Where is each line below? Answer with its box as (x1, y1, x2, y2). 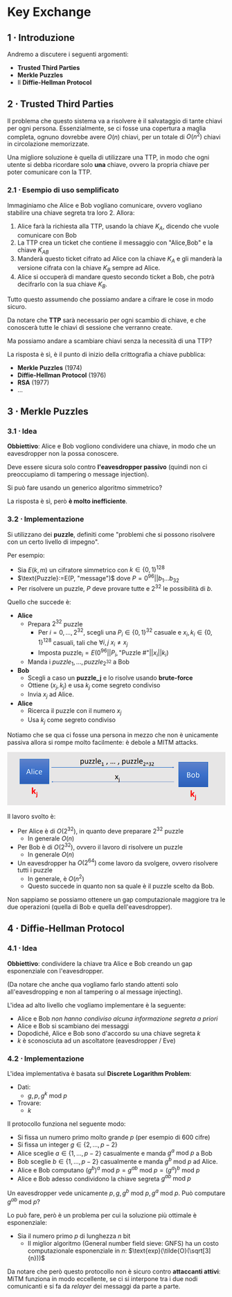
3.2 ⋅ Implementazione (7, 514, 84, 524)
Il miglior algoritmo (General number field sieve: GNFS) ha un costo (27, 1239, 220, 1247)
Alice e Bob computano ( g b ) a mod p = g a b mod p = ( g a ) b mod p (17, 1165, 200, 1174)
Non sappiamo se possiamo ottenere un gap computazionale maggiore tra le (7, 895, 226, 904)
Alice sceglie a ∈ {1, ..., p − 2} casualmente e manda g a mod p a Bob (17, 1147, 213, 1157)
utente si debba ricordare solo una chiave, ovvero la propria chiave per (7, 161, 210, 169)
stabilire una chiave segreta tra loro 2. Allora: (7, 209, 135, 217)
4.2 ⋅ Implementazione (7, 1054, 84, 1064)
